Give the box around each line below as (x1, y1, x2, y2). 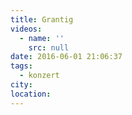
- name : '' (19, 33, 65, 43)
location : (10, 89, 52, 99)
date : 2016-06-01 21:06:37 (10, 52, 123, 62)
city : (10, 80, 33, 90)
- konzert (19, 71, 60, 81)
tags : (10, 61, 33, 71)
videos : (10, 24, 43, 34)
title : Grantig (10, 14, 74, 25)
